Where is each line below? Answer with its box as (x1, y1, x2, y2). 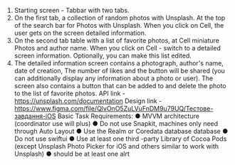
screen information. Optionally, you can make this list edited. (14, 51, 192, 60)
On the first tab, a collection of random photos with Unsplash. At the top (14, 14, 226, 22)
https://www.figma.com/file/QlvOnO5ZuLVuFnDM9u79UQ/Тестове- (14, 105, 214, 112)
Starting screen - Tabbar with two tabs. (14, 6, 130, 14)
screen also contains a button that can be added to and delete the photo (14, 82, 226, 90)
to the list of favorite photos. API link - (14, 89, 126, 97)
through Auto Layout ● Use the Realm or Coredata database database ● (14, 127, 229, 135)
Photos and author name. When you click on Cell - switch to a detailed (14, 44, 221, 52)
